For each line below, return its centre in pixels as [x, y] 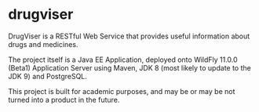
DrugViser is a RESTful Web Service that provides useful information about [129, 36]
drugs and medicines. [43, 44]
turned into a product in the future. [64, 99]
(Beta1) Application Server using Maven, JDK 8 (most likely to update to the [129, 67]
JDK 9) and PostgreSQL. [48, 76]
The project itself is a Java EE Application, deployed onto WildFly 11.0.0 [123, 60]
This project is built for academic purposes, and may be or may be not [122, 91]
